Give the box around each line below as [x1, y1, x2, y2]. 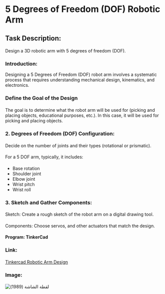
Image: [5, 271, 22, 278]
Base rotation [12, 165, 40, 171]
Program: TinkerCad [5, 234, 48, 240]
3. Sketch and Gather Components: [5, 199, 92, 206]
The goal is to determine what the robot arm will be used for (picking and [5, 107, 156, 113]
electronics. [5, 82, 29, 88]
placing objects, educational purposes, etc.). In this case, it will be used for [5, 112, 160, 118]
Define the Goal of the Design [5, 95, 78, 102]
